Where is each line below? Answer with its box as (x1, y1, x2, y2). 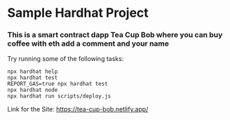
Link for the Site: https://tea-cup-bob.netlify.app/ (7, 105, 149, 114)
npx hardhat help (7, 68, 58, 75)
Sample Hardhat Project (7, 5, 149, 21)
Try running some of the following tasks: (7, 55, 124, 63)
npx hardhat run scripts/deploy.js (7, 93, 111, 100)
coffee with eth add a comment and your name (7, 39, 170, 48)
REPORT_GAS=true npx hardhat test (7, 81, 109, 88)
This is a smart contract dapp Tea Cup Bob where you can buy (7, 30, 223, 40)
